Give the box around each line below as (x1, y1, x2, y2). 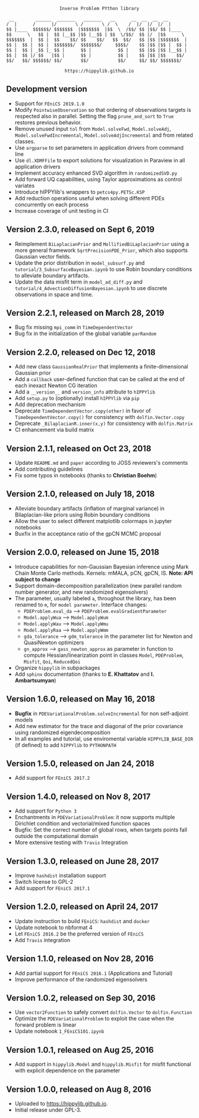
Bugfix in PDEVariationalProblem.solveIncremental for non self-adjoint (14, 710, 188, 717)
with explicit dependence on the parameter (14, 1067, 121, 1074)
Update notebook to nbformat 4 (14, 924, 93, 931)
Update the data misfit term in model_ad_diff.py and (14, 278, 143, 285)
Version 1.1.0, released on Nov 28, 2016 (6, 954, 154, 964)
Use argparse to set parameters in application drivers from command (14, 144, 184, 151)
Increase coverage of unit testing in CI (14, 207, 109, 214)
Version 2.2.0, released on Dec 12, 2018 (6, 347, 156, 357)
